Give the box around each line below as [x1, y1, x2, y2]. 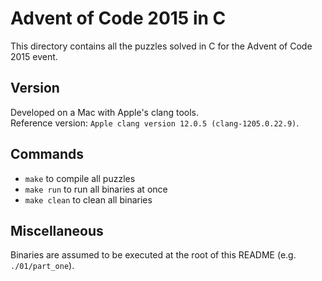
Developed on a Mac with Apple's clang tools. [10, 106, 200, 118]
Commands [10, 146, 85, 163]
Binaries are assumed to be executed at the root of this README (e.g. [10, 249, 297, 261]
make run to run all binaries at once [24, 183, 168, 195]
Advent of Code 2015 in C [10, 7, 227, 30]
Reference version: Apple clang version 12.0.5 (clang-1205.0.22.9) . [10, 117, 300, 129]
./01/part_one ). [10, 260, 75, 272]
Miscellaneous [10, 222, 104, 239]
